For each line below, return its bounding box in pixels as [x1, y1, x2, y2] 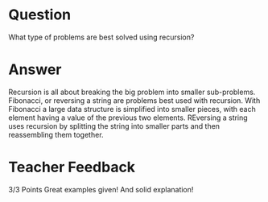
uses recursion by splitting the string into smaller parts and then [8, 121, 220, 130]
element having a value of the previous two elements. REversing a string [8, 113, 248, 122]
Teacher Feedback [8, 159, 135, 176]
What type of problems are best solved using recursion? [8, 32, 195, 42]
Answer [8, 60, 62, 79]
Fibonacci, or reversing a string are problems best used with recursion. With [8, 95, 261, 105]
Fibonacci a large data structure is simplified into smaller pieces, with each [8, 104, 256, 113]
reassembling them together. [8, 130, 104, 139]
